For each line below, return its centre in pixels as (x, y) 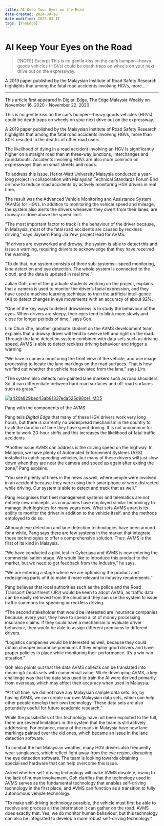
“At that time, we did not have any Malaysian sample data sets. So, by (75, 692)
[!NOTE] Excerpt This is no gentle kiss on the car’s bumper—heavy (84, 61)
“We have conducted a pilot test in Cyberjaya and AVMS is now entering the (81, 553)
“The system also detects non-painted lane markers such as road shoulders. (82, 378)
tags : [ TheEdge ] (21, 23)
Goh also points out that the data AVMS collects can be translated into (75, 667)
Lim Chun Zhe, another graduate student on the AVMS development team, (80, 329)
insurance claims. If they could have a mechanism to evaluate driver (73, 622)
